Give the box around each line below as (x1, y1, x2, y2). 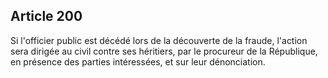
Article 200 (10, 8, 83, 25)
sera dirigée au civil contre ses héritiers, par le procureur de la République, (10, 45, 318, 57)
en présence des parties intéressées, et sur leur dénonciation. (10, 55, 266, 68)
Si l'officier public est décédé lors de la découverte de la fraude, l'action (10, 34, 308, 46)
